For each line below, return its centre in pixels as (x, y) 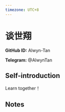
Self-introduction (33, 75)
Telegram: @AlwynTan (29, 60)
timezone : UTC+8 (22, 10)
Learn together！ (23, 88)
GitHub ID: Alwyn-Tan (28, 50)
